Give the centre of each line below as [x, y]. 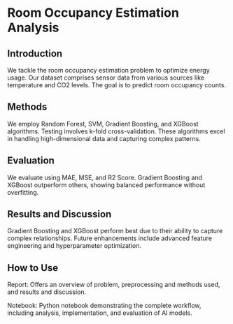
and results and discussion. [47, 292]
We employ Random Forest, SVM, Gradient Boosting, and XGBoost [103, 124]
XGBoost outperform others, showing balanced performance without [106, 185]
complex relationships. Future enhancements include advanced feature [110, 238]
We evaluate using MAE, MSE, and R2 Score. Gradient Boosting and [105, 177]
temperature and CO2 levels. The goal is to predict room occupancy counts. [116, 85]
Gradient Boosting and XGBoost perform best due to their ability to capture [115, 231]
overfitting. [23, 192]
